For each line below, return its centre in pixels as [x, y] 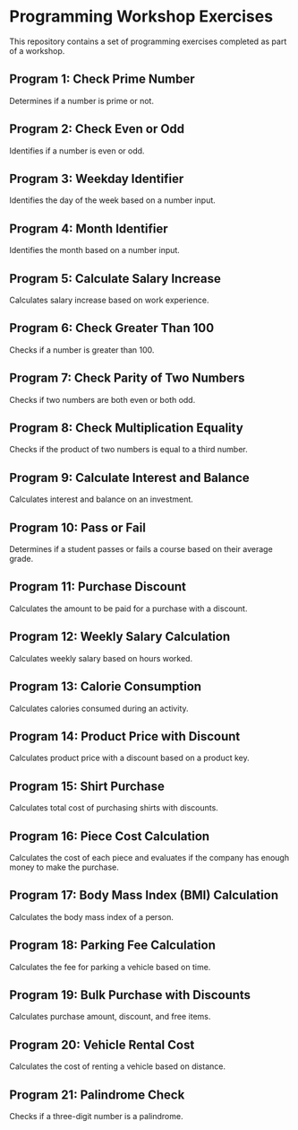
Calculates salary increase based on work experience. [109, 300]
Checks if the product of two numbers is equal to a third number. [128, 450]
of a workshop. [37, 50]
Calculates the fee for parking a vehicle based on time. [110, 967]
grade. [21, 559]
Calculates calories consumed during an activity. [99, 708]
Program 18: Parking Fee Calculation [113, 946]
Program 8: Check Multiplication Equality [126, 428]
